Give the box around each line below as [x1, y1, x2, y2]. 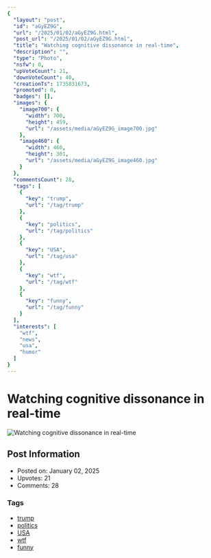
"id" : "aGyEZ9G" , [13, 23, 63, 30]
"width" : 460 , [25, 144, 66, 151]
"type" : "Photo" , [13, 55, 63, 62]
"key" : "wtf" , [25, 272, 66, 279]
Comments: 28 [16, 481, 60, 489]
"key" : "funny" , [25, 298, 72, 304]
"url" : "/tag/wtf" [25, 278, 78, 285]
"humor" [19, 348, 41, 356]
